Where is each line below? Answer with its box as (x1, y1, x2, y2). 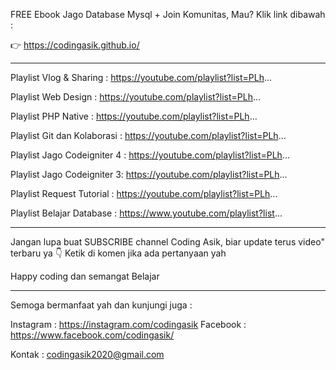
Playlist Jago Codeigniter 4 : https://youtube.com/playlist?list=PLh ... (10, 149, 290, 161)
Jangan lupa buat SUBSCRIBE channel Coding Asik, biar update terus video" (10, 236, 325, 248)
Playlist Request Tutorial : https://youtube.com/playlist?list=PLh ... (10, 188, 278, 199)
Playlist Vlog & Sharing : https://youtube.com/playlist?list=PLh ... (10, 72, 273, 83)
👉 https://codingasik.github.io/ (10, 39, 140, 51)
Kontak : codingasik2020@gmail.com (10, 349, 165, 360)
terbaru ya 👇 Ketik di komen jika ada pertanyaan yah (10, 247, 227, 259)
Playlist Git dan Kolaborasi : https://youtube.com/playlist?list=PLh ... (10, 130, 287, 141)
